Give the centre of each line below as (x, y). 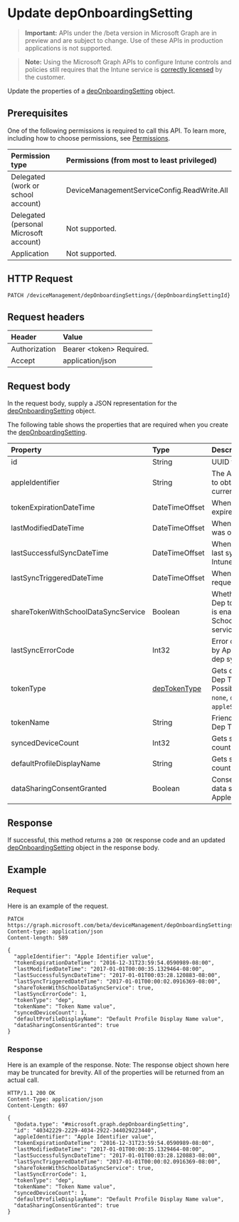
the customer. (45, 77)
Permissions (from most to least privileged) (142, 160)
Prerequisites (38, 113)
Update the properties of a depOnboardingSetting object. (91, 91)
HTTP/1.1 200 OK (31, 1093)
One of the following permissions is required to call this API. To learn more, (117, 131)
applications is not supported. (68, 48)
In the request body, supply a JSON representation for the (92, 403)
